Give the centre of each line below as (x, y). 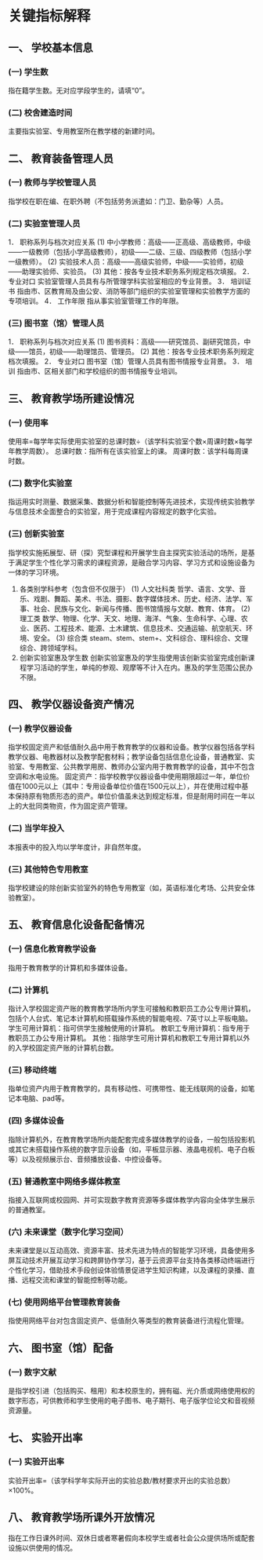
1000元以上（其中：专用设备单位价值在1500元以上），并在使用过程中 (131, 787)
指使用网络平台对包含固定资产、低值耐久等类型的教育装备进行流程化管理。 (128, 1321)
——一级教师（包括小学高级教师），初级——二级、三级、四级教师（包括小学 (130, 252)
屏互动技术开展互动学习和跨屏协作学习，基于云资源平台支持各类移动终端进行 (131, 1260)
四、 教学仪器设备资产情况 (71, 705)
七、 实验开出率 (45, 1438)
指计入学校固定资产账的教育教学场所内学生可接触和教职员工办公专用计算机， (131, 1008)
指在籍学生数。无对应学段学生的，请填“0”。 (79, 90)
